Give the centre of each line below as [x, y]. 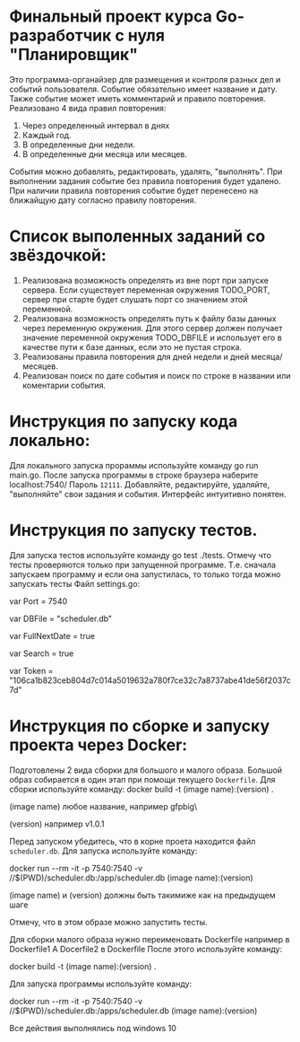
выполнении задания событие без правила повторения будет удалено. [146, 180]
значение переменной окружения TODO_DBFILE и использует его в [152, 337]
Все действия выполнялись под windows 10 [93, 1028]
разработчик [60, 35]
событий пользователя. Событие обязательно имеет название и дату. [143, 89]
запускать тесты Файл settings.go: [75, 583]
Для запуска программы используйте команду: [101, 984]
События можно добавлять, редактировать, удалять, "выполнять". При [146, 171]
